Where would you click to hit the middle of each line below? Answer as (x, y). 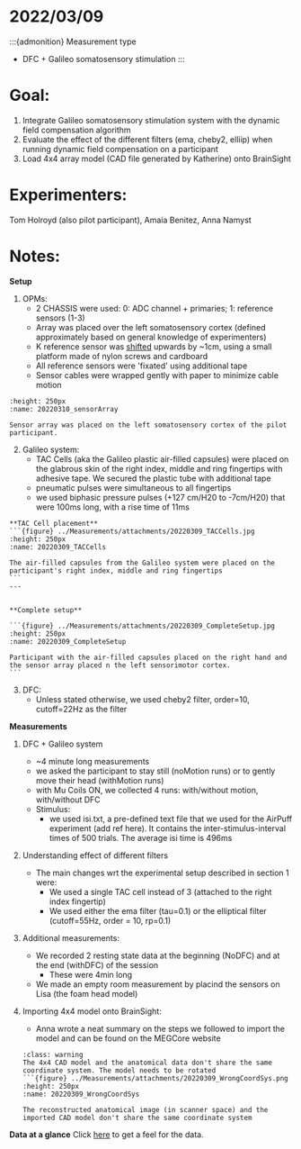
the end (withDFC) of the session (97, 964)
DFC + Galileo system (62, 744)
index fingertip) (77, 901)
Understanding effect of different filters (95, 855)
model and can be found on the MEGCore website (128, 1038)
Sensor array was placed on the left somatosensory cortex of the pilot (148, 425)
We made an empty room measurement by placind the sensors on (158, 984)
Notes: (35, 256)
